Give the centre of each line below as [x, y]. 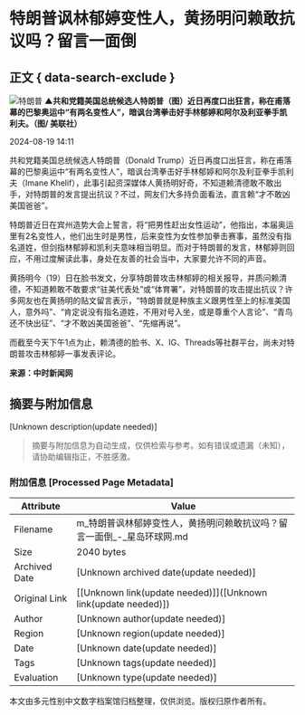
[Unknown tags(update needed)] [147, 663]
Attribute [41, 506]
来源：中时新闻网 [41, 373]
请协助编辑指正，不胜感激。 [83, 456]
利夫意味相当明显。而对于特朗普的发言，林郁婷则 [195, 247]
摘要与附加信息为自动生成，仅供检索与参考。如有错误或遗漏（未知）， [160, 445]
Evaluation [36, 678]
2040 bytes [101, 552]
